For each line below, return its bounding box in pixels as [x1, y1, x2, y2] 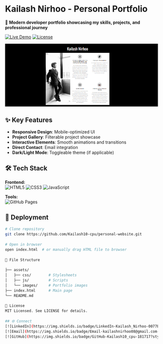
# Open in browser [5, 242, 42, 247]
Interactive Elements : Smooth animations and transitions [12, 139, 127, 145]
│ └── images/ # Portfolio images [5, 283, 88, 288]
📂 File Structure [5, 257, 40, 262]
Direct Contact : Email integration [12, 144, 79, 150]
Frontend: [5, 180, 26, 185]
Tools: [5, 194, 18, 200]
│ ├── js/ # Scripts [5, 278, 68, 283]
